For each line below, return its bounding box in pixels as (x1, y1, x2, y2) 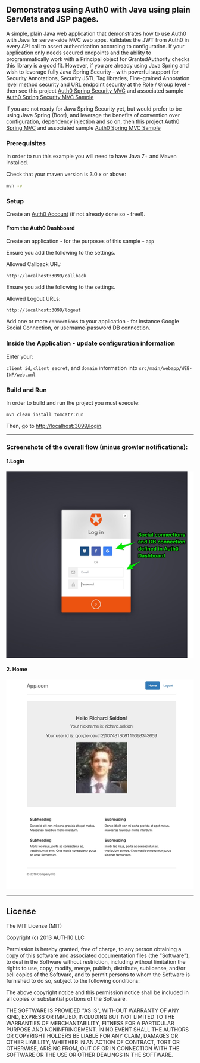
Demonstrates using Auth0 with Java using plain (6, 5, 190, 15)
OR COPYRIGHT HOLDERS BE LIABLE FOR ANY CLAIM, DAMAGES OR (6, 1032, 179, 1039)
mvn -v (6, 183, 23, 189)
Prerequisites (6, 139, 46, 147)
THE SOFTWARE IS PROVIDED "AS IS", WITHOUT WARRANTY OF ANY (6, 1007, 180, 1014)
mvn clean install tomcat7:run (6, 412, 84, 418)
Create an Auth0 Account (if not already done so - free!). (6, 210, 146, 218)
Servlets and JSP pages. (6, 14, 99, 25)
